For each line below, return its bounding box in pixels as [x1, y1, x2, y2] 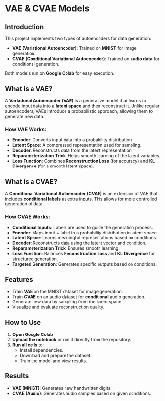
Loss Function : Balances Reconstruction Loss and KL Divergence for [12, 251, 155, 257]
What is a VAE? [5, 85, 53, 93]
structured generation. [12, 256, 58, 262]
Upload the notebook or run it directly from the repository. [12, 336, 132, 342]
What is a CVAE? [5, 177, 58, 186]
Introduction [5, 23, 44, 31]
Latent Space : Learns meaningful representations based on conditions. [12, 235, 158, 241]
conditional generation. [12, 61, 60, 67]
